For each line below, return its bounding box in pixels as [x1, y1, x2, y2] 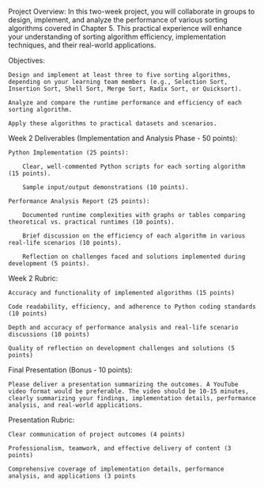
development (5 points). [8, 260, 90, 268]
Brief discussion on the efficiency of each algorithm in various [22, 232, 246, 240]
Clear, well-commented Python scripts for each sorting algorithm [22, 162, 246, 170]
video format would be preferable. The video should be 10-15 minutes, [8, 387, 249, 395]
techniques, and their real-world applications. [8, 40, 157, 50]
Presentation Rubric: [8, 415, 75, 425]
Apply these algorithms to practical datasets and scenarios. [8, 120, 217, 128]
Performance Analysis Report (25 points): [8, 197, 150, 205]
